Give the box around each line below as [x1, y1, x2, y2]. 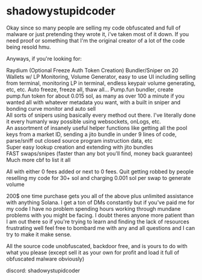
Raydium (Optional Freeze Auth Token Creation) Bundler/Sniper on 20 [6, 66, 179, 73]
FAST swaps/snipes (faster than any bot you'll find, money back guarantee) [6, 149, 193, 157]
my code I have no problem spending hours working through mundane [6, 205, 181, 212]
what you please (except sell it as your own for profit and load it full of [6, 249, 180, 256]
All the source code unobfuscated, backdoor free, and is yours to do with [6, 242, 188, 249]
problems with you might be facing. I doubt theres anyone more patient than [6, 211, 195, 219]
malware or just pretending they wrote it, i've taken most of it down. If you [6, 30, 189, 37]
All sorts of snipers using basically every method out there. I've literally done [6, 111, 196, 119]
